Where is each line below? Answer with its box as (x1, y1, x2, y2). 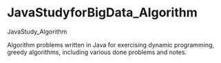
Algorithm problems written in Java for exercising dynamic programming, (7, 40, 215, 49)
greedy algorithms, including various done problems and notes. (7, 48, 187, 56)
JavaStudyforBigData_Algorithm (7, 5, 198, 21)
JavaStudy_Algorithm (7, 27, 67, 36)
